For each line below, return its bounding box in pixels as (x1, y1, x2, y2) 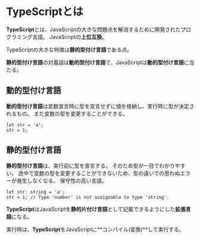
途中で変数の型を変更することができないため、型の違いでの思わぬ (17, 170, 180, 177)
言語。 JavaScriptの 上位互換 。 (32, 33, 107, 40)
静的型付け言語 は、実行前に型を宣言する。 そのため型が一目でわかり (6, 162, 175, 169)
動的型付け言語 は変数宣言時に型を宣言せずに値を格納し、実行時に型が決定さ (6, 102, 195, 110)
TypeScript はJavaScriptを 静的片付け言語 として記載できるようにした (6, 205, 176, 213)
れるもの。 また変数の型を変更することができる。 (6, 110, 128, 117)
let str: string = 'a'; (6, 189, 66, 195)
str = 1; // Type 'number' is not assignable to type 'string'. (6, 194, 170, 200)
